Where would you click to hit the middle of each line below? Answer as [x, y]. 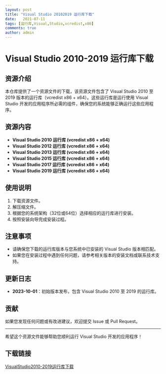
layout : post [19, 10]
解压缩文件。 [25, 207]
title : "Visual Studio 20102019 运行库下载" [50, 14]
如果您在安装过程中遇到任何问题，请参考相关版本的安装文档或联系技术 [84, 255]
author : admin [20, 33]
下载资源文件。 [27, 200]
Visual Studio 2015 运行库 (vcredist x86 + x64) [61, 158]
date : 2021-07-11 [25, 19]
